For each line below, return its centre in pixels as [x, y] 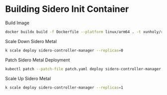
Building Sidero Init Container [67, 9]
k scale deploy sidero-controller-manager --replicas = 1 [64, 88]
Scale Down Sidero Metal [31, 41]
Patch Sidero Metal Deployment [38, 60]
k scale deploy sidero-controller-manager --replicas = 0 [64, 50]
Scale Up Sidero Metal [28, 78]
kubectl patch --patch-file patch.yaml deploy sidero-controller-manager [83, 69]
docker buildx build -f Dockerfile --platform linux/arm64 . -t [73, 32]
